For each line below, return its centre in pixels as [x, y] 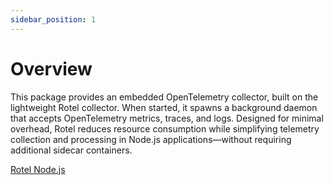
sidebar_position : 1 [53, 19]
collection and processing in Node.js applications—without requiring [151, 139]
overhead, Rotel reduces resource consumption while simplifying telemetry [165, 128]
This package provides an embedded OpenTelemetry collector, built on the [164, 97]
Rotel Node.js [38, 169]
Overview [51, 68]
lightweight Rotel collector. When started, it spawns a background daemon [164, 107]
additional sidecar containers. [71, 150]
